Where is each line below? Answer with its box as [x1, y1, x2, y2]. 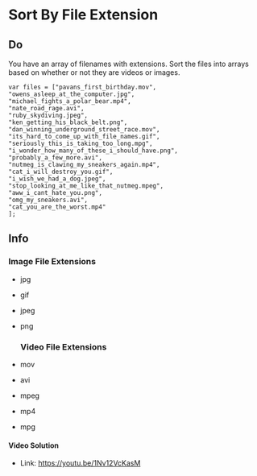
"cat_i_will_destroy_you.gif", [8, 168, 114, 176]
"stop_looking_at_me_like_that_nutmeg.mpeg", [8, 182, 164, 190]
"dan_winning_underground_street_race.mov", [8, 126, 160, 134]
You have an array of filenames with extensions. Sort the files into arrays [8, 59, 250, 68]
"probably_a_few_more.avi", [8, 154, 103, 162]
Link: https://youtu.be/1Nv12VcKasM [19, 458, 141, 468]
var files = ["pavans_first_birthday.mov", [8, 83, 157, 91]
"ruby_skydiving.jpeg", [8, 111, 89, 119]
